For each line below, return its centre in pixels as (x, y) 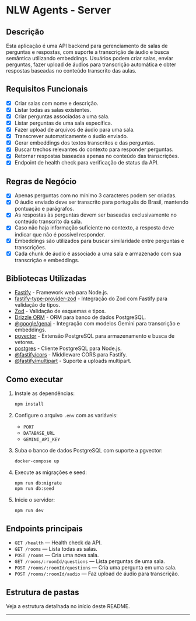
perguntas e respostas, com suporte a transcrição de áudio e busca (87, 52)
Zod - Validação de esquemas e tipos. (60, 311)
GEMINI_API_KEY (41, 440)
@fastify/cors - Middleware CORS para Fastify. (71, 355)
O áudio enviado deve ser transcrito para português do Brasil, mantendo (101, 202)
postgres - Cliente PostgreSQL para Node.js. (68, 348)
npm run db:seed (34, 488)
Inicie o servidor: (35, 500)
